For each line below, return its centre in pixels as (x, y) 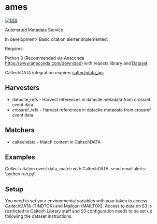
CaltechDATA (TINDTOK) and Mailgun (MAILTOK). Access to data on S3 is (78, 206)
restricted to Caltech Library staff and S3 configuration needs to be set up (79, 211)
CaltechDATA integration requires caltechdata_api (54, 72)
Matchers (20, 130)
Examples (20, 157)
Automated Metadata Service (34, 30)
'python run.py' (20, 174)
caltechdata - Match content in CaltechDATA (56, 142)
